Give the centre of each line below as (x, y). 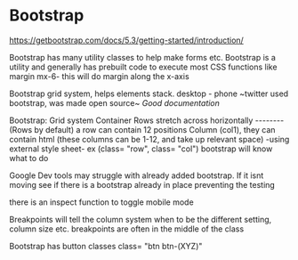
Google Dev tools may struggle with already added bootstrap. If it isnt (137, 175)
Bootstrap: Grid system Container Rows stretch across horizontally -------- (147, 120)
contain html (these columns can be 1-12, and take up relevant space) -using (149, 139)
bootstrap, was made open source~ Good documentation (115, 102)
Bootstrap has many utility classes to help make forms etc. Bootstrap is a (142, 57)
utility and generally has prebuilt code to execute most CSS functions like (143, 67)
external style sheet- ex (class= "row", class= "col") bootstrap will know (141, 149)
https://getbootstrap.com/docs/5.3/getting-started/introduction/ (127, 40)
